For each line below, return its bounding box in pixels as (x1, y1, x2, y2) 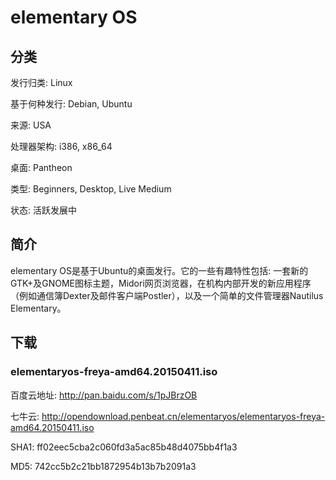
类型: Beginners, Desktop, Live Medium (10, 183, 172, 195)
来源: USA (10, 119, 52, 131)
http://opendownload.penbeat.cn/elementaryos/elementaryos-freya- (41, 410, 326, 422)
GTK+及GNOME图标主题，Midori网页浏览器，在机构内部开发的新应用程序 (10, 277, 312, 289)
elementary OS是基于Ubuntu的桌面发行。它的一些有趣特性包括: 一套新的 (10, 264, 309, 276)
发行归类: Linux (10, 77, 73, 88)
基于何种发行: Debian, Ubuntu (10, 98, 133, 110)
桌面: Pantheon (10, 162, 73, 173)
